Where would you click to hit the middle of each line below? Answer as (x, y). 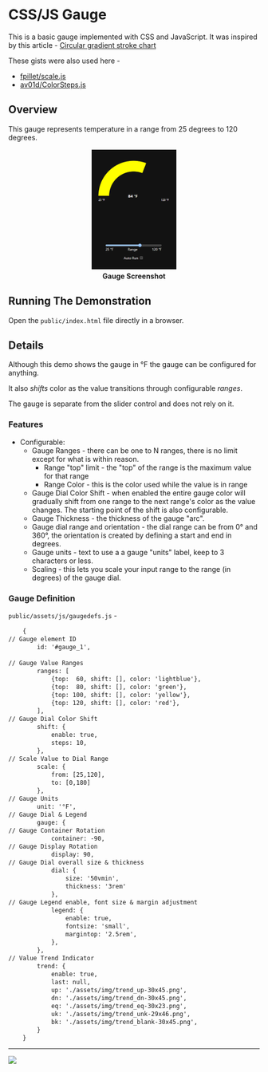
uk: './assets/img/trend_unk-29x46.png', (121, 1014)
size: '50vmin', (92, 878)
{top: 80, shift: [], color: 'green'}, (119, 687)
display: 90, (72, 854)
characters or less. (63, 561)
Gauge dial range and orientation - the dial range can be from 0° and (144, 526)
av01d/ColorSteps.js (53, 85)
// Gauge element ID (43, 639)
